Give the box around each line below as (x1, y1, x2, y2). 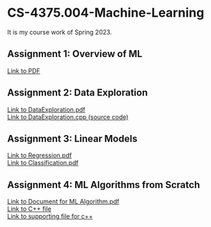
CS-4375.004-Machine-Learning (7, 5, 205, 21)
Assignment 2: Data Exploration (7, 87, 148, 99)
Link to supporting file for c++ (7, 212, 93, 221)
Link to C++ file (7, 205, 52, 213)
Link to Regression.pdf (7, 151, 72, 159)
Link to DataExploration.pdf (7, 105, 86, 113)
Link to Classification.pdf (7, 159, 79, 167)
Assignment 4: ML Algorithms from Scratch (7, 179, 201, 191)
